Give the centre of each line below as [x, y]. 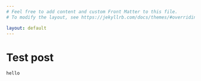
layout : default [26, 28]
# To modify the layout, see [42, 17]
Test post [30, 57]
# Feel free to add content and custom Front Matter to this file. [92, 12]
